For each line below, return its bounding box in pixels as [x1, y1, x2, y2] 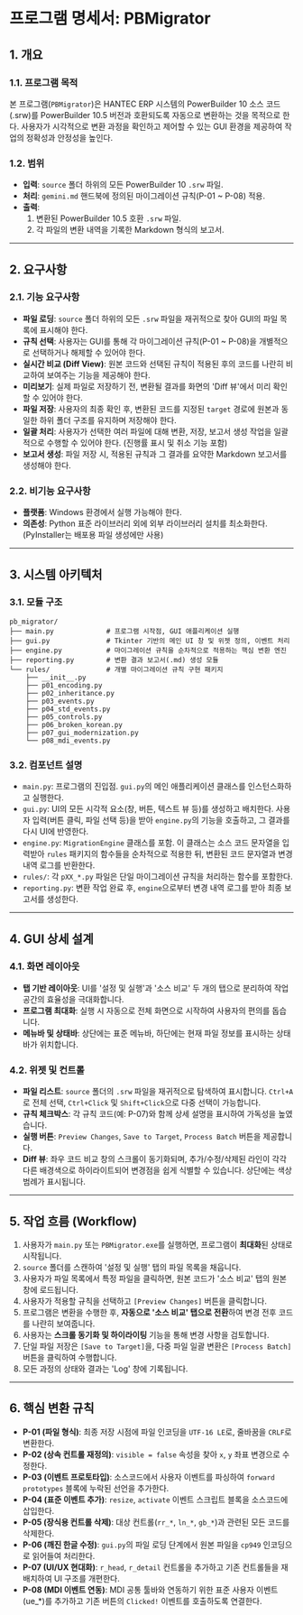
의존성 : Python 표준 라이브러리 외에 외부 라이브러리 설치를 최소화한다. [22, 518, 268, 529]
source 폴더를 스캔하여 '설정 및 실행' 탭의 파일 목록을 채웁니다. [22, 1261, 242, 1272]
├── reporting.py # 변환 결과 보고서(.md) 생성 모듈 [9, 655, 219, 664]
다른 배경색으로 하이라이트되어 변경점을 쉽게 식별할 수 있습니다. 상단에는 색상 [22, 1165, 293, 1176]
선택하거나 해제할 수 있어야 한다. [32, 346, 146, 357]
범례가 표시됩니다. [22, 1177, 86, 1187]
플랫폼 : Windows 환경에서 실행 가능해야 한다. [22, 507, 182, 518]
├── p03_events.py [25, 697, 95, 706]
